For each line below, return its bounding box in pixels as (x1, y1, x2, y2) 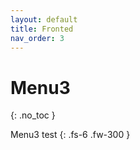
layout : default (10, 14, 78, 25)
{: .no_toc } (10, 109, 56, 121)
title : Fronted (10, 24, 74, 34)
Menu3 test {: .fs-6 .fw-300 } (10, 129, 131, 141)
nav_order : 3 (10, 33, 65, 43)
